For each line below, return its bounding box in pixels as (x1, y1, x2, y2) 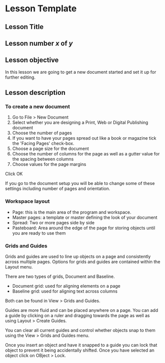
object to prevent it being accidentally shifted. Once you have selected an (5, 347, 155, 353)
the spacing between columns (12, 156, 74, 162)
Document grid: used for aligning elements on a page (12, 283, 121, 289)
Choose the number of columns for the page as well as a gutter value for (12, 151, 160, 157)
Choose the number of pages (12, 130, 72, 136)
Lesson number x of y (5, 39, 73, 47)
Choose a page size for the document (12, 146, 89, 151)
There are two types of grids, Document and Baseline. (5, 273, 115, 279)
